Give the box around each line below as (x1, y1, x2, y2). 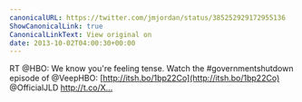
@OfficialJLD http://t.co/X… (9, 82, 113, 93)
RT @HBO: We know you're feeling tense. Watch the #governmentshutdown (9, 63, 294, 74)
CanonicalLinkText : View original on (9, 30, 152, 39)
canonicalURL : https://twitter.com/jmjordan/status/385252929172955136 (9, 13, 286, 23)
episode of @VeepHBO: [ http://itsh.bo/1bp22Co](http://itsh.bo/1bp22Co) (9, 73, 280, 84)
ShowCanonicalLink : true (9, 22, 103, 31)
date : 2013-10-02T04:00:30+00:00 (9, 38, 136, 48)
